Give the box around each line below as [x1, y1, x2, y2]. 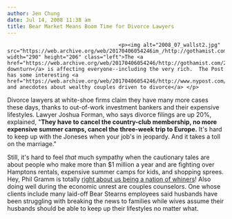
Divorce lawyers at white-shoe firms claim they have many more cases [7, 96, 209, 104]
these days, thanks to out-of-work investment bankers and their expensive [7, 103, 220, 112]
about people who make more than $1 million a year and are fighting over [7, 160, 215, 169]
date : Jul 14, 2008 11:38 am [7, 17, 91, 23]
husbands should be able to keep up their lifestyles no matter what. [7, 205, 199, 213]
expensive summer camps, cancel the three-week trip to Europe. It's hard [7, 125, 222, 134]
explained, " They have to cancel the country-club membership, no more [7, 118, 217, 126]
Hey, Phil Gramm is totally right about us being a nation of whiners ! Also [7, 175, 211, 183]
